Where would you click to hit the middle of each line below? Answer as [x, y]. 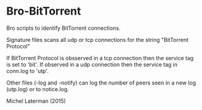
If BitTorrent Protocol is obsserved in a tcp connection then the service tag [100, 58]
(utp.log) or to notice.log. [38, 89]
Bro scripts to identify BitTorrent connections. [63, 28]
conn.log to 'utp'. [27, 70]
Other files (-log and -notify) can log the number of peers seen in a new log [101, 83]
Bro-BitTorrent [44, 11]
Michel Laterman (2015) [36, 101]
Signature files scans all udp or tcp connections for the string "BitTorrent [98, 40]
